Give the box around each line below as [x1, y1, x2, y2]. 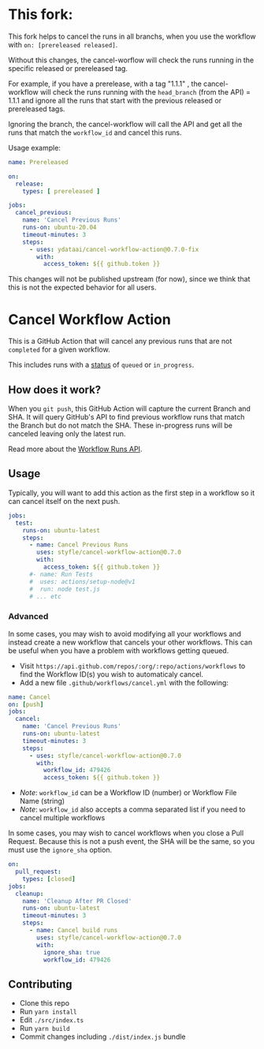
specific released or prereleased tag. [8, 63, 128, 73]
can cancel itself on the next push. [8, 496, 121, 506]
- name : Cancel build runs [28, 927, 118, 935]
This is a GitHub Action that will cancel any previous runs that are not [8, 337, 232, 346]
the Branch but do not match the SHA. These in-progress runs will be [8, 420, 232, 431]
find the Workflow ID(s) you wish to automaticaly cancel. [19, 669, 203, 679]
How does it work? [8, 383, 102, 396]
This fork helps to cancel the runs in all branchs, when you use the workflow [8, 32, 256, 41]
